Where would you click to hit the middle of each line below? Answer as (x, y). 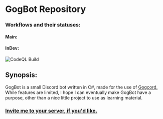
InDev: (12, 48)
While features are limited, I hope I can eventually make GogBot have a (78, 92)
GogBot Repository (46, 9)
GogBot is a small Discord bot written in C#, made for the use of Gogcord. (81, 87)
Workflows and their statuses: (43, 25)
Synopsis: (21, 75)
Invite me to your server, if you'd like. (51, 110)
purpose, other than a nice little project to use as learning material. (74, 97)
